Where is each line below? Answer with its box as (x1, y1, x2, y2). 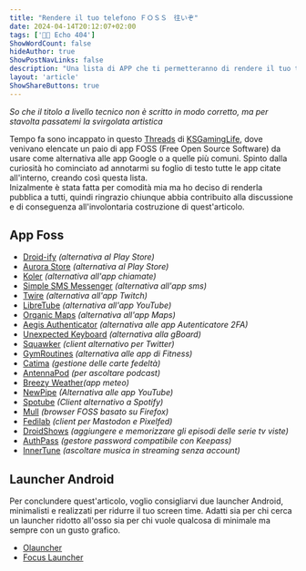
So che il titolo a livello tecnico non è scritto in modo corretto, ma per (9, 106, 269, 117)
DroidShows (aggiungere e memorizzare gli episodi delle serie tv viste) (22, 425, 290, 437)
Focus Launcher (22, 552, 84, 563)
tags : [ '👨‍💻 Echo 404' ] (9, 30, 96, 39)
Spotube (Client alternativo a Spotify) (22, 397, 164, 408)
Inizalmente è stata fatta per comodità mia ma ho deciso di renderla (9, 181, 263, 192)
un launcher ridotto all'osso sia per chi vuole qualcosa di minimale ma (9, 515, 270, 526)
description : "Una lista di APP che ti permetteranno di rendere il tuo (9, 65, 291, 74)
